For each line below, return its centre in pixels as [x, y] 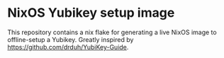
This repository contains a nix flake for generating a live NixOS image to [112, 32]
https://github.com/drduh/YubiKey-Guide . [68, 47]
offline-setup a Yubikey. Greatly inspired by [71, 39]
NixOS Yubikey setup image [91, 13]
